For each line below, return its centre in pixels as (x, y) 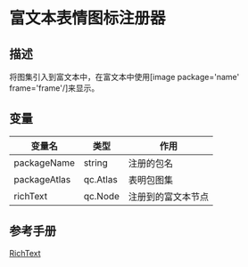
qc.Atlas (100, 179)
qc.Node (102, 196)
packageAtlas (42, 179)
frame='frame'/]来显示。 (54, 88)
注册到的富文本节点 (169, 197)
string (96, 163)
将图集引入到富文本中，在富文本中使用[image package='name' (124, 77)
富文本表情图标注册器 (88, 18)
